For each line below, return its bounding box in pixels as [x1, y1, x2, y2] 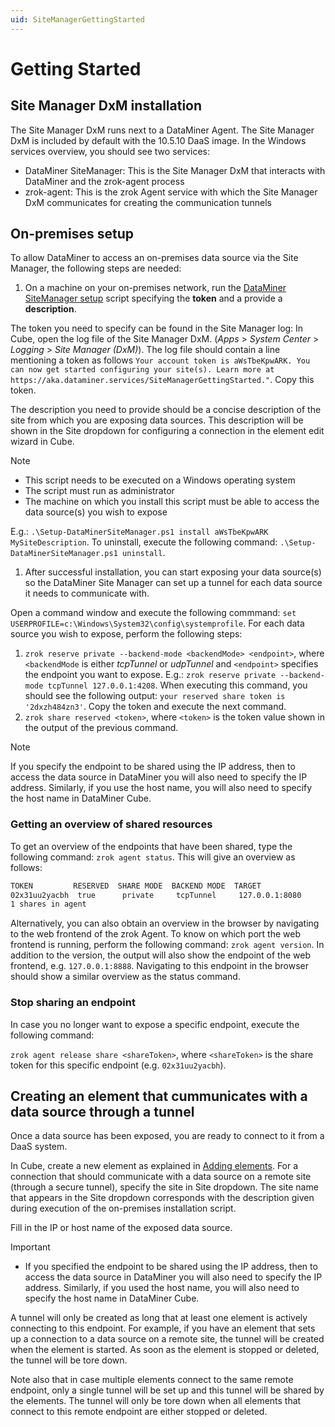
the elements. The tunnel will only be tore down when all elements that [10, 1395, 302, 1407]
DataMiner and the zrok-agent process [24, 175, 185, 187]
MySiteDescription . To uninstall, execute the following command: [10, 536, 278, 548]
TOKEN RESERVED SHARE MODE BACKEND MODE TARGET [10, 881, 262, 891]
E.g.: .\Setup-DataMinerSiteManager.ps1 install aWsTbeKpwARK [10, 526, 269, 538]
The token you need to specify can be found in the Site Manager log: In [10, 322, 304, 335]
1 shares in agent [10, 899, 87, 910]
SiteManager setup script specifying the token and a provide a [24, 292, 283, 305]
